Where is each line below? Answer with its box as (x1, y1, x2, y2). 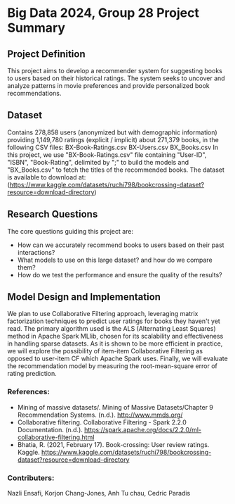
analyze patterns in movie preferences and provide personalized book (7, 82, 210, 89)
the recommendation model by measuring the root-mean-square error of (7, 362, 217, 370)
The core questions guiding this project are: (7, 227, 134, 235)
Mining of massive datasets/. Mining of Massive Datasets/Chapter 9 (17, 403, 214, 411)
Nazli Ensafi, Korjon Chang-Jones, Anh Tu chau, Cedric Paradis (7, 489, 191, 498)
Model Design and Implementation (7, 291, 161, 303)
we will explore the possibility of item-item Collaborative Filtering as (7, 347, 203, 355)
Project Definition (7, 48, 86, 60)
